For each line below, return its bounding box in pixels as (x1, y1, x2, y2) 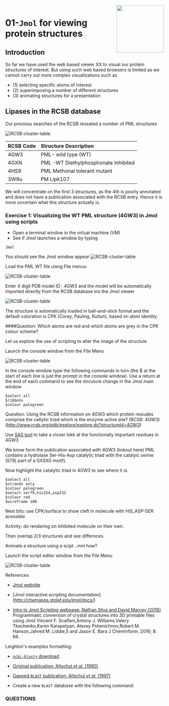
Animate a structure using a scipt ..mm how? (5, 543, 98, 549)
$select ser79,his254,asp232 (5, 490, 66, 495)
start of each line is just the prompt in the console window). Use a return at (5, 373, 160, 379)
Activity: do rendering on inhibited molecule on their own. (5, 523, 124, 529)
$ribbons (5, 398, 24, 403)
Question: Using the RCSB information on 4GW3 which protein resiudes (5, 411, 153, 417)
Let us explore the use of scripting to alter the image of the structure (5, 338, 147, 344)
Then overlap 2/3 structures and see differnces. (5, 533, 105, 539)
